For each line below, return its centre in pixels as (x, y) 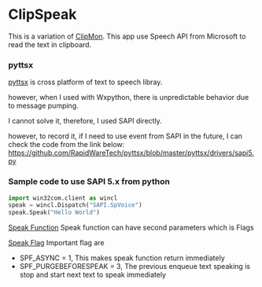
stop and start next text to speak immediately (93, 275)
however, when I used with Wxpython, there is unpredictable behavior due (129, 98)
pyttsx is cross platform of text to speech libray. (85, 82)
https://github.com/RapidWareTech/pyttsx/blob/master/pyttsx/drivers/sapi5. (131, 153)
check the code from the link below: (66, 145)
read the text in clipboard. (50, 44)
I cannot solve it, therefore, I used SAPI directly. (85, 121)
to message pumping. (43, 106)
